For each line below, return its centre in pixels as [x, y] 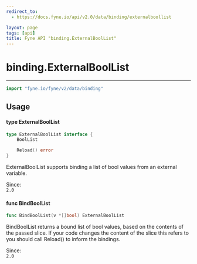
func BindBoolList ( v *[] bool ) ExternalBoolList [65, 216]
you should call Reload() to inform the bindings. [63, 239]
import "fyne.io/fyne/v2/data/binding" [55, 89]
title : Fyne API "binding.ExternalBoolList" [61, 39]
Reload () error [35, 150]
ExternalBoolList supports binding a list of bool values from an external [91, 167]
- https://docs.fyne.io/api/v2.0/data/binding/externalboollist [91, 17]
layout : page [22, 28]
